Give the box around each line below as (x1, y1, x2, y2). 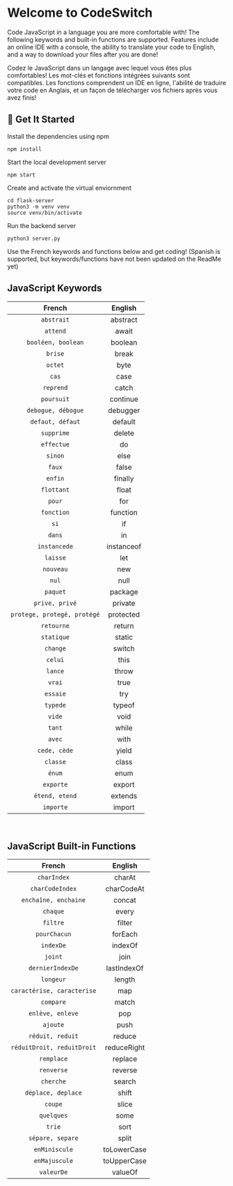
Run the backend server (7, 221, 77, 230)
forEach (112, 929, 138, 939)
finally (113, 473, 134, 483)
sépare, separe (28, 1134, 79, 1142)
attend (44, 326, 66, 335)
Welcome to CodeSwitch (7, 5, 153, 21)
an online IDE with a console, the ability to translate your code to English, (7, 43, 216, 51)
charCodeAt (105, 884, 145, 894)
